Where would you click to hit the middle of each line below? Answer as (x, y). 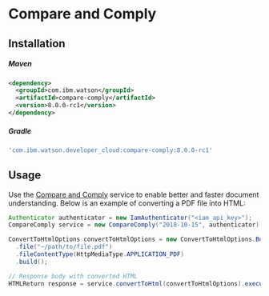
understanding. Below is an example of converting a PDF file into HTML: (127, 203)
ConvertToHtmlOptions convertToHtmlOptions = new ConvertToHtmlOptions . (132, 240)
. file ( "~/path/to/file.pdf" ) (64, 247)
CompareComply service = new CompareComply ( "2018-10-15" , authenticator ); (136, 225)
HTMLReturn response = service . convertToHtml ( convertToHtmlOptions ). (127, 284)
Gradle (20, 131)
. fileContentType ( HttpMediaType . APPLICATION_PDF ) (100, 254)
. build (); (32, 262)
